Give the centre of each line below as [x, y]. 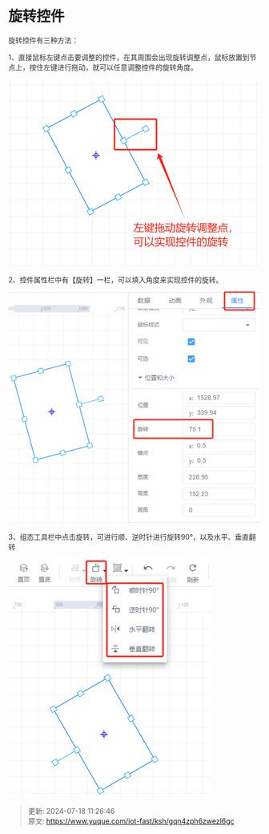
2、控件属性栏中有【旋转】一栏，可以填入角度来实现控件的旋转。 [116, 279]
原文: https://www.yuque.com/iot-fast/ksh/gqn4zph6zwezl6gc [131, 821]
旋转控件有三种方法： [43, 40]
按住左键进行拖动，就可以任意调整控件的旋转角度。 [113, 67]
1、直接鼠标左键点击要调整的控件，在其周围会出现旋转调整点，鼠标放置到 [129, 57]
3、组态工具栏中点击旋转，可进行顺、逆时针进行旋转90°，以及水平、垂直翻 [132, 537]
